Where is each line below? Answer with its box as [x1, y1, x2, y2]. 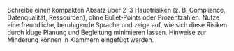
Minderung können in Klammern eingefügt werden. [7, 36, 154, 44]
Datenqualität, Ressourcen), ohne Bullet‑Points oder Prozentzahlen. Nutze [7, 13, 220, 22]
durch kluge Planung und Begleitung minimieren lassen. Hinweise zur [7, 28, 207, 36]
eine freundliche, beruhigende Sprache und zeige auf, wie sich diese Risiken [7, 21, 228, 29]
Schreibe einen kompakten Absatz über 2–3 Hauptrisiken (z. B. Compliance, [7, 6, 226, 14]
